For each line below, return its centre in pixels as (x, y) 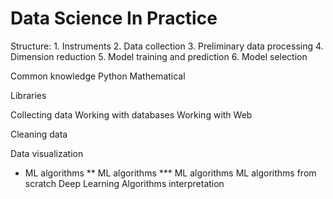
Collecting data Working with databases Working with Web (131, 114)
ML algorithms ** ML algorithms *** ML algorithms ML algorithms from (170, 173)
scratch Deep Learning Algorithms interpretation (124, 183)
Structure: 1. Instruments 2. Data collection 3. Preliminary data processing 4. (167, 46)
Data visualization (47, 153)
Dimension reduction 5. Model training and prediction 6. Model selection (159, 56)
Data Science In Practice (114, 18)
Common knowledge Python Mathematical (98, 76)
